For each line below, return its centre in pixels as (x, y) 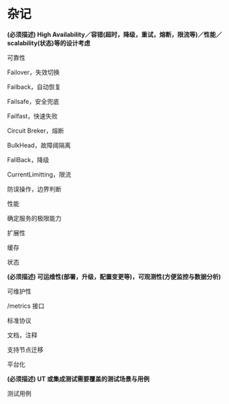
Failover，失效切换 (33, 72)
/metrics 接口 (26, 306)
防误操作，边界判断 (34, 189)
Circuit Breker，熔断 (36, 131)
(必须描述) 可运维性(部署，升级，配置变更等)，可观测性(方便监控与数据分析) (114, 276)
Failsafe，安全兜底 (33, 101)
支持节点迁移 (25, 349)
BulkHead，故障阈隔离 (39, 145)
